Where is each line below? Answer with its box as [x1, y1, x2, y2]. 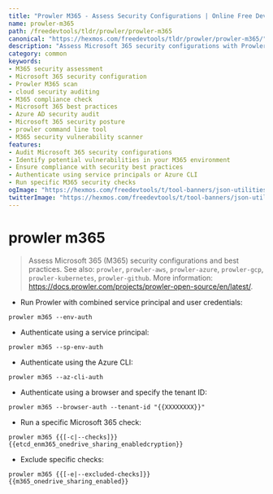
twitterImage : [8, 193, 57, 202]
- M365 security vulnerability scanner [8, 133, 144, 141]
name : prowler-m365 [8, 20, 75, 28]
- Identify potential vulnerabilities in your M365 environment [8, 155, 231, 164]
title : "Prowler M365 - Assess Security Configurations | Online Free [8, 11, 253, 20]
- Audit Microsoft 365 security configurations [8, 148, 173, 156]
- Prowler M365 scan [8, 80, 79, 88]
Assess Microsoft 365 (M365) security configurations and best [28, 256, 240, 265]
